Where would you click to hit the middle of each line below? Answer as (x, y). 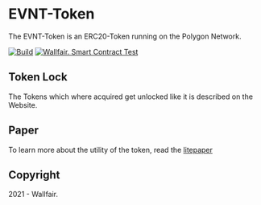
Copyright (34, 175)
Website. (23, 105)
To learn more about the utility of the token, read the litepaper (111, 150)
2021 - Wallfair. (33, 195)
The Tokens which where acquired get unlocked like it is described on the (131, 96)
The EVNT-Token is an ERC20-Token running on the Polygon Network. (125, 36)
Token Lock (38, 77)
